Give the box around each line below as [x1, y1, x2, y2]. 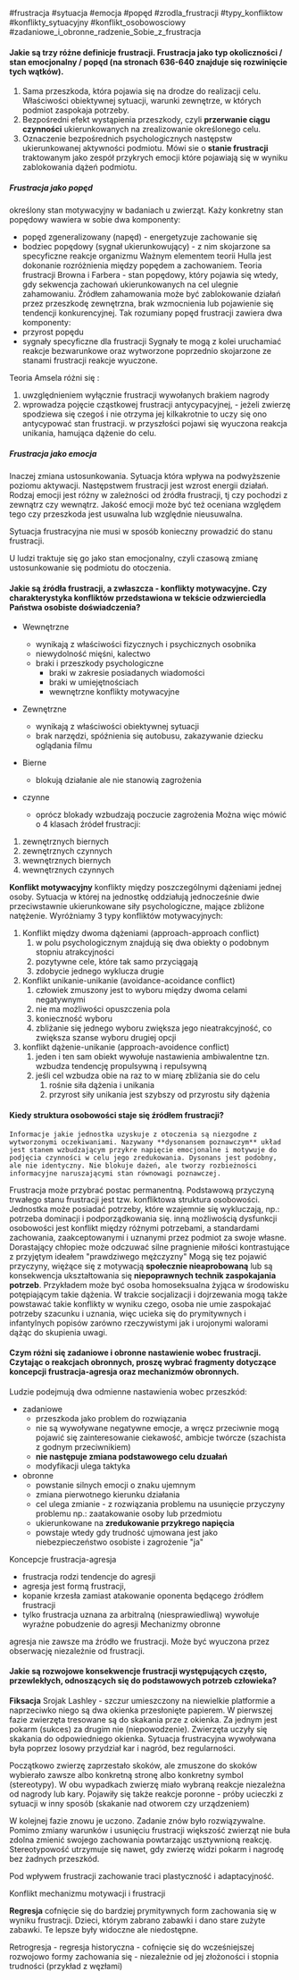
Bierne [21, 757, 47, 768]
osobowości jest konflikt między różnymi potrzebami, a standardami [9, 1222, 260, 1233]
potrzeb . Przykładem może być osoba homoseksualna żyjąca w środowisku [9, 1279, 289, 1290]
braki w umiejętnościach [48, 677, 139, 687]
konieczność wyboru [35, 1014, 113, 1024]
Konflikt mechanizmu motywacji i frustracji [9, 1888, 166, 1899]
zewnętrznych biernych [21, 836, 110, 847]
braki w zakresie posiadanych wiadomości [48, 668, 205, 678]
